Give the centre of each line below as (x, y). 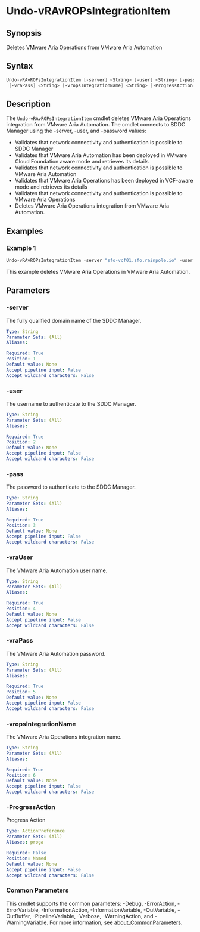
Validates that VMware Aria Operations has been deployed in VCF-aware (104, 181)
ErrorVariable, (23, 910)
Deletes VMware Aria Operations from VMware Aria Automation (84, 47)
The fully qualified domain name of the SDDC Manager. (74, 320)
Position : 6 (21, 775)
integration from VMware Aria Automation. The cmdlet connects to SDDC (96, 125)
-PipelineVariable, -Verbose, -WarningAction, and (93, 916)
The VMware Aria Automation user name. (57, 570)
